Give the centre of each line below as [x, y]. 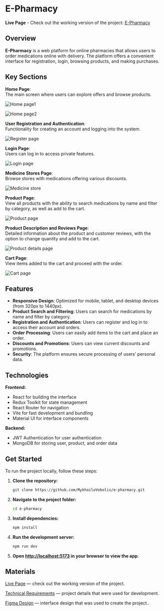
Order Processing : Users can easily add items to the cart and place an [85, 333]
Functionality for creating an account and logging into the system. [73, 129]
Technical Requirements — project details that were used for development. [82, 593]
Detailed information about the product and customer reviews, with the [78, 233]
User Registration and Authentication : [45, 123]
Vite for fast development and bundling [53, 413]
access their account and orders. [46, 328]
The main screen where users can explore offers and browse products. [78, 94]
